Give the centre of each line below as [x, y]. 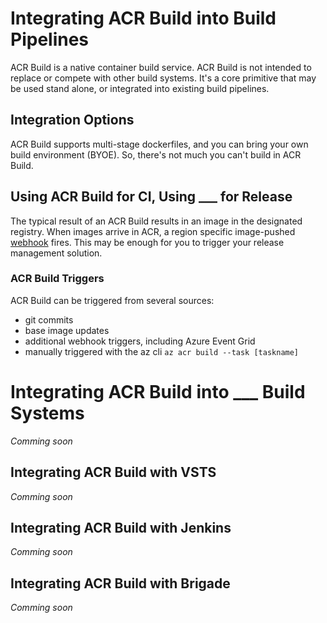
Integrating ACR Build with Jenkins [121, 528]
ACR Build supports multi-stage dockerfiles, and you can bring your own [159, 144]
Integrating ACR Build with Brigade [120, 583]
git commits [49, 319]
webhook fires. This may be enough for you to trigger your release [147, 242]
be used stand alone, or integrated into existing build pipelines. [140, 88]
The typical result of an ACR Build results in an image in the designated [156, 221]
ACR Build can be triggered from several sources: [112, 300]
